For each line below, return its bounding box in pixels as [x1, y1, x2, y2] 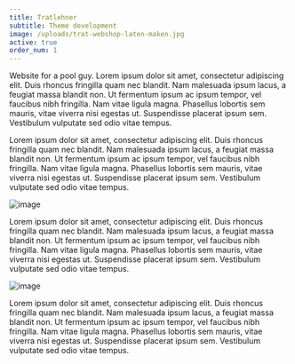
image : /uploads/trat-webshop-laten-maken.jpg [9, 29, 185, 38]
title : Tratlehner [9, 12, 77, 22]
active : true [9, 37, 58, 47]
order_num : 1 [9, 46, 58, 55]
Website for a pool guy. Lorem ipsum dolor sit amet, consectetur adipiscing [9, 70, 284, 81]
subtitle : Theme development [9, 21, 117, 30]
